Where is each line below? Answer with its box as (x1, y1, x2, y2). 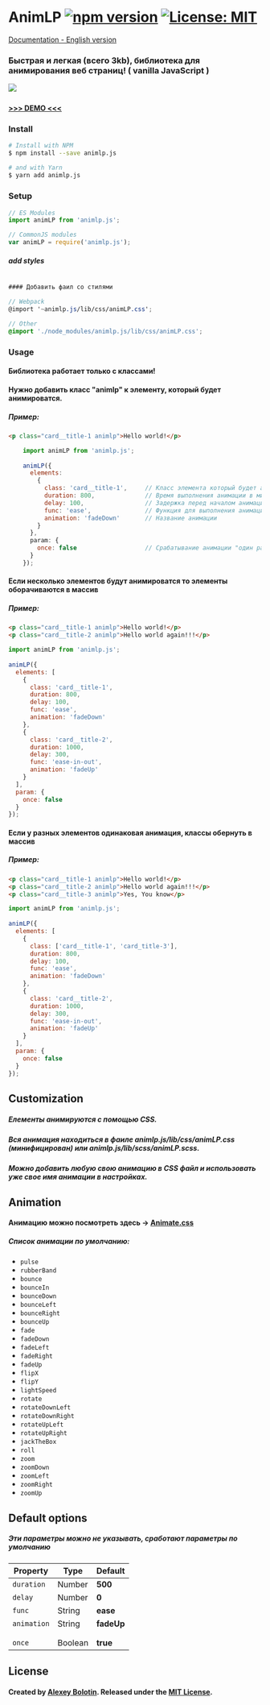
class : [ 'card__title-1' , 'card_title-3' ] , (29, 942, 178, 950)
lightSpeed (19, 1387, 57, 1395)
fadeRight (19, 1352, 54, 1361)
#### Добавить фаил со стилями (8, 283, 113, 292)
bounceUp (19, 1318, 50, 1326)
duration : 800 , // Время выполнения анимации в (43, 492, 253, 500)
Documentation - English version (8, 35, 117, 44)
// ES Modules (8, 209, 56, 217)
